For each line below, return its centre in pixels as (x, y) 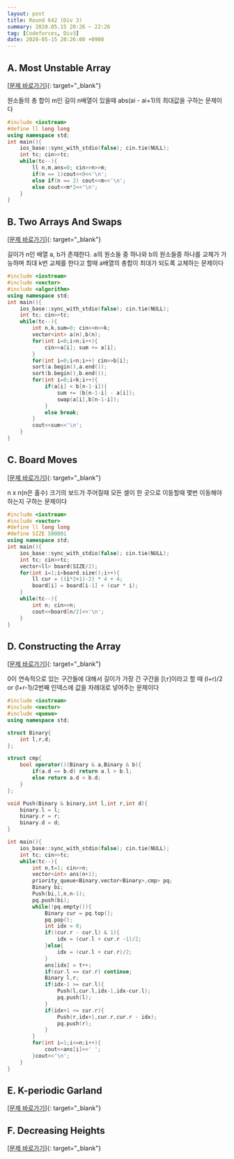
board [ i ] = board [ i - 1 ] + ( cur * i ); (85, 586)
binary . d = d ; (40, 823)
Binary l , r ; (62, 978)
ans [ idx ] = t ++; (68, 965)
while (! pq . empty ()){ (62, 907)
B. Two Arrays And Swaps (64, 221)
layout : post (26, 14)
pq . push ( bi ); (51, 900)
